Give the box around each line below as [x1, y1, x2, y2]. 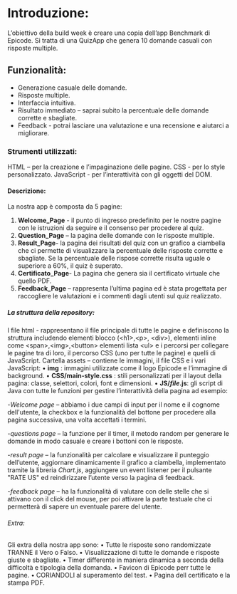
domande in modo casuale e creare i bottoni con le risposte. [7, 437, 184, 446]
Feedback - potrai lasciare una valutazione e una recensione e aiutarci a [17, 121, 230, 130]
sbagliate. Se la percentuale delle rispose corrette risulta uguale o [17, 254, 211, 263]
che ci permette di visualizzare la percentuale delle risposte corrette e [17, 246, 223, 255]
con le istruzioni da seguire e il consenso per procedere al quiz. [17, 224, 204, 232]
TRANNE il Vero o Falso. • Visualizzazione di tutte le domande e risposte [7, 548, 220, 557]
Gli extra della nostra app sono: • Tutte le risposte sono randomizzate [7, 541, 211, 549]
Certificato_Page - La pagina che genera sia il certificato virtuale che [17, 269, 221, 278]
